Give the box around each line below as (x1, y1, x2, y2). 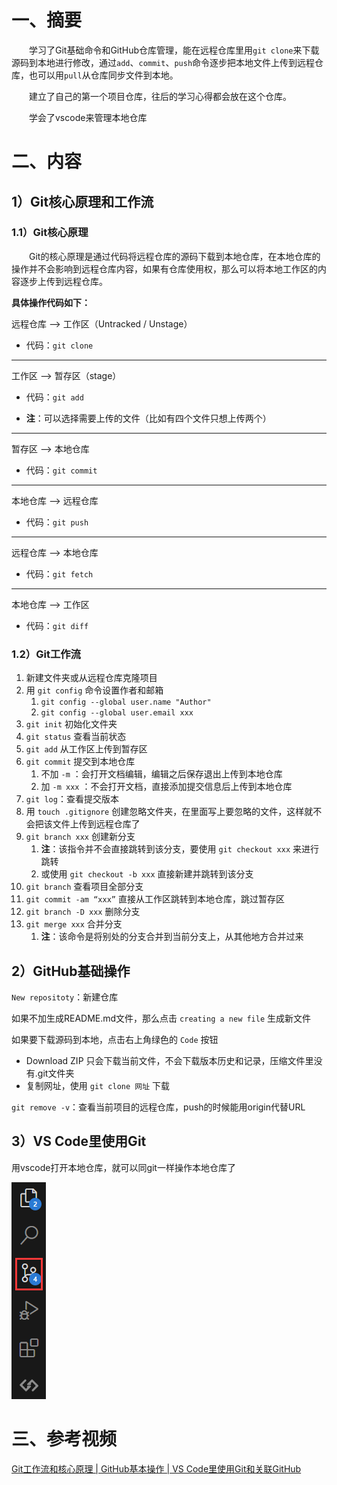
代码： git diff (25, 619, 89, 631)
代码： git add (25, 391, 84, 403)
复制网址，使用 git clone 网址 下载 (25, 1079, 171, 1091)
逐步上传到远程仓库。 (19, 275, 108, 287)
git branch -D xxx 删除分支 (25, 906, 141, 918)
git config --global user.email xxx (40, 708, 194, 718)
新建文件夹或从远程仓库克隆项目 (25, 672, 158, 684)
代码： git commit (25, 464, 98, 476)
